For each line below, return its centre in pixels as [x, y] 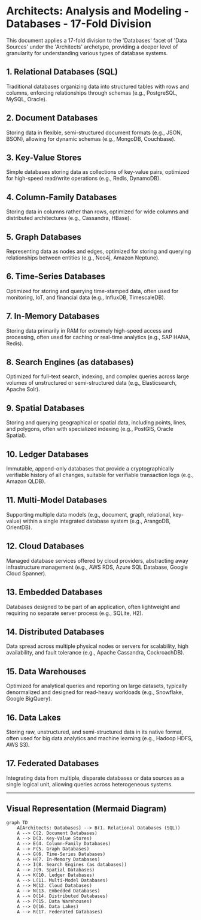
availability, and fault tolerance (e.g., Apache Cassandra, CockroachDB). [95, 653]
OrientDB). [19, 527]
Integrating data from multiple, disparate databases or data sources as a [95, 778]
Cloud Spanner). [26, 573]
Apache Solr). [23, 389]
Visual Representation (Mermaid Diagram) [86, 809]
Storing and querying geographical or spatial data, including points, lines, [96, 423]
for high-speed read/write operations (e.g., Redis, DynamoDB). [84, 179]
